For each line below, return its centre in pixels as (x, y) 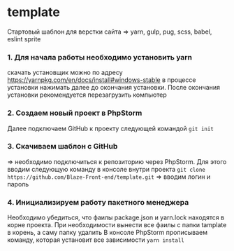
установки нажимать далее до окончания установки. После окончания (114, 88)
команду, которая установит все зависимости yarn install (96, 240)
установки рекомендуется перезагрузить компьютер (87, 95)
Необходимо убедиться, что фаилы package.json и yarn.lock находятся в (116, 217)
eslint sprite (24, 39)
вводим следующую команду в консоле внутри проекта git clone (107, 169)
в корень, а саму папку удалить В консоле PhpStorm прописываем (108, 233)
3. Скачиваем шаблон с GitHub (63, 147)
